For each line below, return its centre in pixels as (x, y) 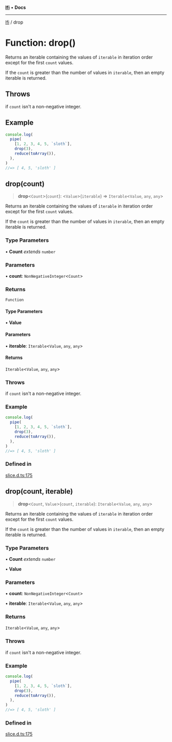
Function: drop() (40, 43)
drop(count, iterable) (39, 492)
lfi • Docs (16, 7)
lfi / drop (14, 22)
